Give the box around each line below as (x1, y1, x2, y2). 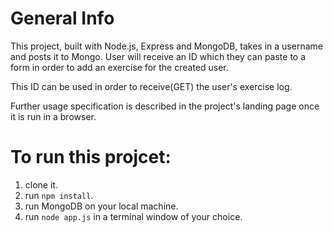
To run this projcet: (10, 146, 172, 169)
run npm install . (24, 189, 94, 201)
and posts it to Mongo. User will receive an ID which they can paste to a (10, 50, 307, 62)
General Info (10, 7, 115, 30)
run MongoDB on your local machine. (24, 200, 179, 212)
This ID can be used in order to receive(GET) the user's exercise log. (10, 80, 293, 92)
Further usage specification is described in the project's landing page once (10, 100, 320, 112)
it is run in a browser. (10, 110, 97, 122)
